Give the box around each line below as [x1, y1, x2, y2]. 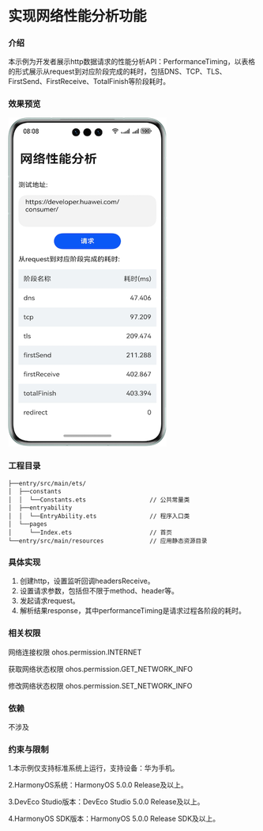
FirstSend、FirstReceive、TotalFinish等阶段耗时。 [8, 77, 171, 86]
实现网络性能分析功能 [8, 7, 148, 25]
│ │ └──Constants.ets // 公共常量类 [8, 496, 190, 504]
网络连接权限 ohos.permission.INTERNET [8, 647, 142, 657]
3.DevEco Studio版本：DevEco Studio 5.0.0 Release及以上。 [8, 797, 205, 806]
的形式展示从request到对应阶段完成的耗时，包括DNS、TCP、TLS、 [8, 67, 227, 76]
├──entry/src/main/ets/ [8, 480, 87, 488]
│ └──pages [8, 520, 47, 528]
